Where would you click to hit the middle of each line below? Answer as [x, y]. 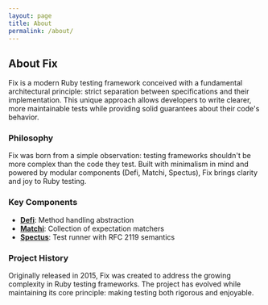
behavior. [24, 117]
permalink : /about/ [41, 31]
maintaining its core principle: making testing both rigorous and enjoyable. [131, 293]
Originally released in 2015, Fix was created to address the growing [120, 276]
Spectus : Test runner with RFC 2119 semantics [97, 237]
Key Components [43, 203]
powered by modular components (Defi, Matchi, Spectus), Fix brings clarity [133, 173]
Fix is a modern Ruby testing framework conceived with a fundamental [126, 83]
